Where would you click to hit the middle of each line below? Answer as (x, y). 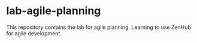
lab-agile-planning (54, 11)
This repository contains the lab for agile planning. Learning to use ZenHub (99, 27)
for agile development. (34, 33)
